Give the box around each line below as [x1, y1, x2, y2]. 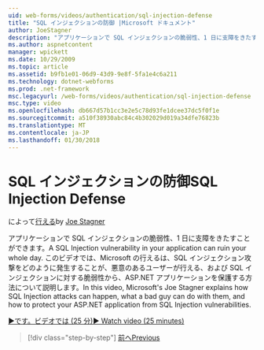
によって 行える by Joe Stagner [8, 217, 105, 226]
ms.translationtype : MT [8, 121, 86, 129]
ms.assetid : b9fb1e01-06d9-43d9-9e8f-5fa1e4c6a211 [8, 70, 178, 78]
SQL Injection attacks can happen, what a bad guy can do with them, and [8, 292, 245, 301]
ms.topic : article [8, 63, 68, 71]
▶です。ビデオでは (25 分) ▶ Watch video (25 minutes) [8, 316, 185, 326]
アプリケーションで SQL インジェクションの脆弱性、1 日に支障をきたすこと [8, 233, 251, 243]
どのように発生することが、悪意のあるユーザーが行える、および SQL [21, 263, 244, 273]
